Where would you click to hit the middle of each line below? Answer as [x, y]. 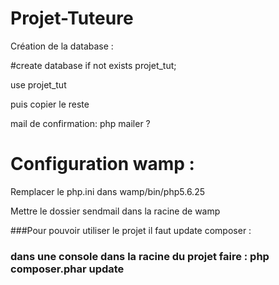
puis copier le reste [50, 104]
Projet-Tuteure [72, 18]
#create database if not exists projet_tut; [93, 65]
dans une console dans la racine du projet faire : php [140, 256]
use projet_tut [38, 84]
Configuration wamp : [102, 164]
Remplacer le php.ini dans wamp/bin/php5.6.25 [107, 191]
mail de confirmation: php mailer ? [80, 123]
